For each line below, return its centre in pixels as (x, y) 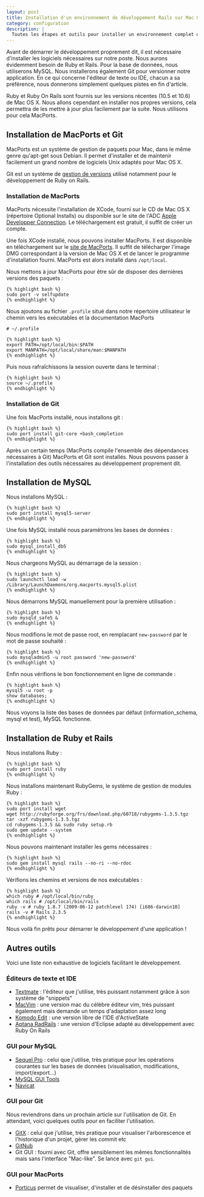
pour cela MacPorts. (32, 116)
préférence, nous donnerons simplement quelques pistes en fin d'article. (97, 84)
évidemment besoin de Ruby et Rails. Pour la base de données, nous (92, 65)
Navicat (25, 1085)
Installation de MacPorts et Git (65, 134)
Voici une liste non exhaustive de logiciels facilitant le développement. (94, 963)
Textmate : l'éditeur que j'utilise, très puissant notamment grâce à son (102, 992)
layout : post (23, 12)
